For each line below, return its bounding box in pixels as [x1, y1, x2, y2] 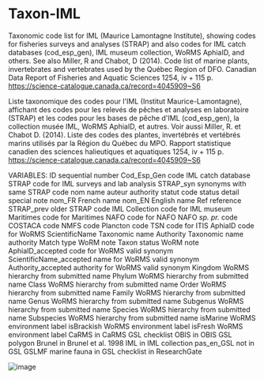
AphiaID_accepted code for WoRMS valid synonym [8, 246, 174, 255]
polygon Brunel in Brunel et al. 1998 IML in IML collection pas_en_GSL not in [8, 338, 255, 347]
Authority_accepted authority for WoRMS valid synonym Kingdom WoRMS [8, 262, 250, 272]
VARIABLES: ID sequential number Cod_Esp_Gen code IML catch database [8, 171, 251, 180]
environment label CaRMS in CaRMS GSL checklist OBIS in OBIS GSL [8, 329, 232, 340]
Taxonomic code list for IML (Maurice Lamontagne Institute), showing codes [8, 31, 256, 40]
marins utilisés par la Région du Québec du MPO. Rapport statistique [8, 138, 232, 148]
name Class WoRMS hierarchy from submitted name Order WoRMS [8, 280, 227, 289]
